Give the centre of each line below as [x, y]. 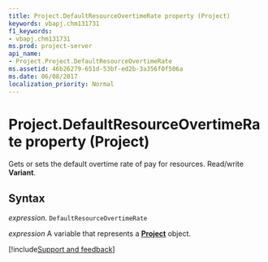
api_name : [25, 54]
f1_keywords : [30, 31]
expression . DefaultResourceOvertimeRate [78, 218]
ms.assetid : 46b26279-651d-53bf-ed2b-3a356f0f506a [96, 69]
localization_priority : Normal [61, 84]
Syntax [27, 198]
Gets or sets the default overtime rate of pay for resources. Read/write [126, 164]
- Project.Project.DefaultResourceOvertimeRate [91, 62]
